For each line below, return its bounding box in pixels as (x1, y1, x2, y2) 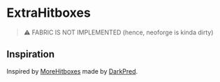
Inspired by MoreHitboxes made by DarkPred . (6, 67, 138, 75)
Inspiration (6, 48, 55, 60)
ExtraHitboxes (6, 5, 91, 21)
